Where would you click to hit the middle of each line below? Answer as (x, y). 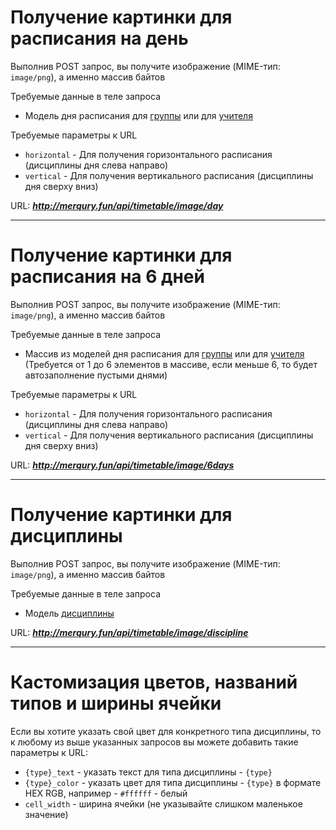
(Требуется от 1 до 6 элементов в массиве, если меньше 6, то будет (171, 364)
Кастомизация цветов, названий (154, 682)
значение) (46, 814)
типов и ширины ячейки (116, 703)
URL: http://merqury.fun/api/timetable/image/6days (122, 465)
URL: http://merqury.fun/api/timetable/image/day (117, 205)
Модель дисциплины (69, 613)
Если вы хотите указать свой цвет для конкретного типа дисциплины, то (166, 731)
